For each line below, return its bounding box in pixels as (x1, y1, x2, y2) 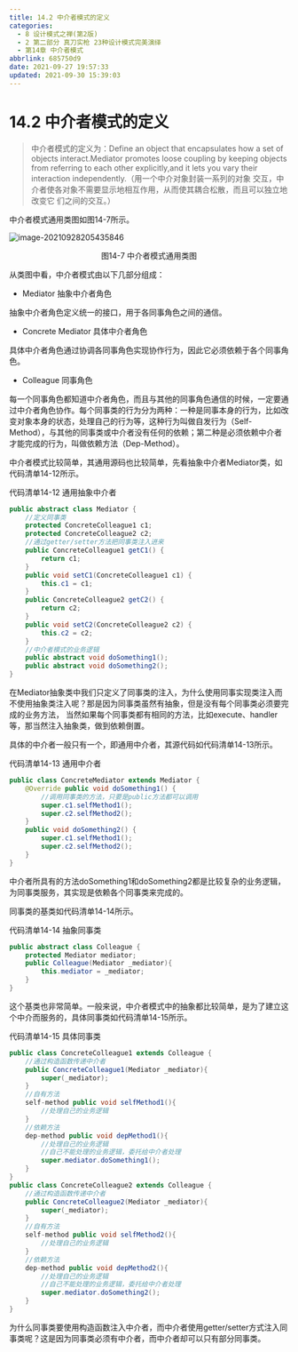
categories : (9, 21, 53, 30)
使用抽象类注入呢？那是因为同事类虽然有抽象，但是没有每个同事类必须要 (16, 699, 281, 709)
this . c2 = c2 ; (41, 628, 93, 637)
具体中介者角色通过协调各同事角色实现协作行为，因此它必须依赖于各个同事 (9, 344, 281, 356)
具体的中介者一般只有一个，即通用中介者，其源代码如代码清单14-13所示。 (9, 740, 278, 750)
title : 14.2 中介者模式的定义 (9, 12, 111, 22)
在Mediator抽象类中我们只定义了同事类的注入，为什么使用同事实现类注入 (9, 687, 275, 698)
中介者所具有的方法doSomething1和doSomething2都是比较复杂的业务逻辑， (9, 876, 286, 886)
